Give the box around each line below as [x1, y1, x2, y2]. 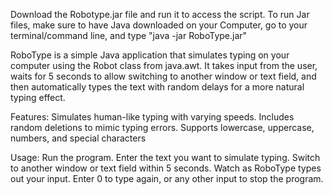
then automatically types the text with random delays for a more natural [10, 81, 305, 93]
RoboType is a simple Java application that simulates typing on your [10, 49, 290, 61]
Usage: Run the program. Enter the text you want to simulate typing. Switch [10, 152, 321, 163]
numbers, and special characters [10, 132, 147, 144]
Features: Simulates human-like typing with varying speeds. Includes [10, 111, 295, 123]
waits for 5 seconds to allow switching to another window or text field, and [10, 70, 317, 82]
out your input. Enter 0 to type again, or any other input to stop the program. [10, 173, 324, 184]
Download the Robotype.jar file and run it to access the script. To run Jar [10, 9, 310, 20]
